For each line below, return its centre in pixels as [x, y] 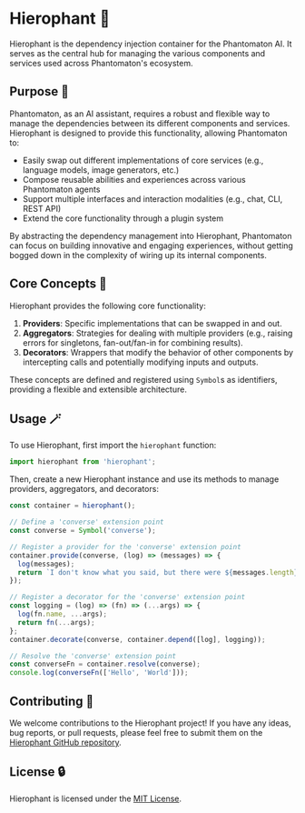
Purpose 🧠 [39, 91]
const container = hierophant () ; [73, 506]
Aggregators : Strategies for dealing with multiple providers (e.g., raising [157, 333]
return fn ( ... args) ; [56, 622]
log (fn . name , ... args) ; [62, 614]
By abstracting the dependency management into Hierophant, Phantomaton [151, 236]
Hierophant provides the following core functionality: [108, 306]
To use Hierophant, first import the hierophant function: [113, 446]
